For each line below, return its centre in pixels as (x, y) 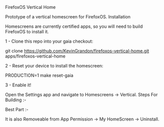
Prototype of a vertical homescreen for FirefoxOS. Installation (68, 17)
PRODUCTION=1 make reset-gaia (39, 75)
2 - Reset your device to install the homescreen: (54, 66)
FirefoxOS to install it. (27, 32)
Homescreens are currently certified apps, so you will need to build (74, 26)
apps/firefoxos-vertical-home (35, 56)
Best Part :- (17, 109)
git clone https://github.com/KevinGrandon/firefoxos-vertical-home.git (77, 51)
